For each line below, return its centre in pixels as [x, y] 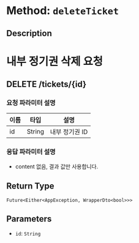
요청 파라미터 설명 [31, 103]
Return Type [30, 186]
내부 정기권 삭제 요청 [54, 61]
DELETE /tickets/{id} [47, 84]
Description [29, 33]
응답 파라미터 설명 [31, 152]
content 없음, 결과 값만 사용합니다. [57, 166]
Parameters [29, 219]
